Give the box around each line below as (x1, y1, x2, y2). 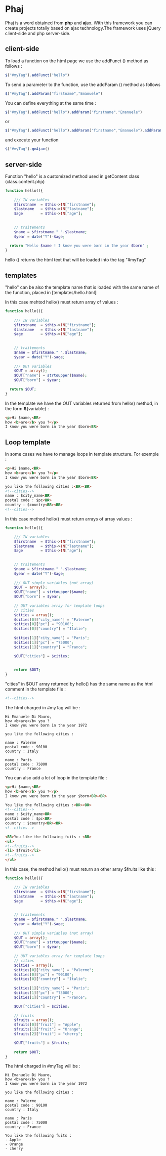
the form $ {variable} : (5, 405, 49, 411)
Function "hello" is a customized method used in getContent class (5, 173, 139, 179)
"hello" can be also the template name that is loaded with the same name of (5, 284, 160, 290)
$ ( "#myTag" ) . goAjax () (5, 147, 50, 152)
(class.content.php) (5, 178, 45, 184)
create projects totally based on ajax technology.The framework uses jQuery (5, 25, 161, 31)
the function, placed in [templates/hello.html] (5, 290, 97, 295)
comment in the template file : (5, 686, 66, 692)
